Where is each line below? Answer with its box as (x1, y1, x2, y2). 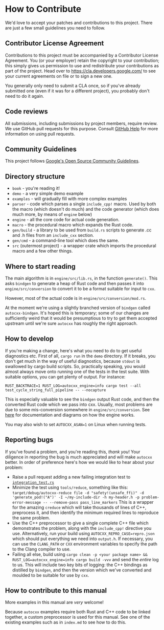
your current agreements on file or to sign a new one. (5, 73, 113, 79)
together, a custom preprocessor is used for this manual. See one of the (5, 614, 150, 620)
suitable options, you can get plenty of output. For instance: (5, 373, 126, 379)
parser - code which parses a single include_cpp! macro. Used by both (12, 201, 156, 207)
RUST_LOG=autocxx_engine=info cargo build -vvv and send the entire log (12, 556, 159, 562)
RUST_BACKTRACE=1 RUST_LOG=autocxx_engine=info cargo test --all (5, 383, 141, 388)
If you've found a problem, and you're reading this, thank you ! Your (5, 449, 141, 455)
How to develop (5, 335, 54, 343)
